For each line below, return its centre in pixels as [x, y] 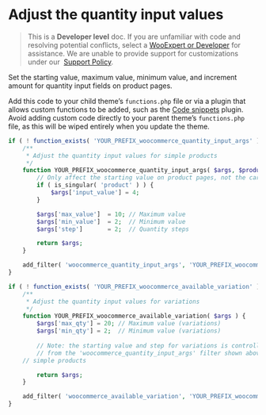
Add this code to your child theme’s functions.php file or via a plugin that [127, 101]
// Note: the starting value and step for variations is [132, 346]
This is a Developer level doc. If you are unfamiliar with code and [134, 37]
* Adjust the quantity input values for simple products [122, 156]
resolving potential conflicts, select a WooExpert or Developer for [134, 44]
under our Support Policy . [70, 62]
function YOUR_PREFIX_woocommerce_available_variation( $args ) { [134, 316]
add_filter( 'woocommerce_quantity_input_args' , [104, 265]
